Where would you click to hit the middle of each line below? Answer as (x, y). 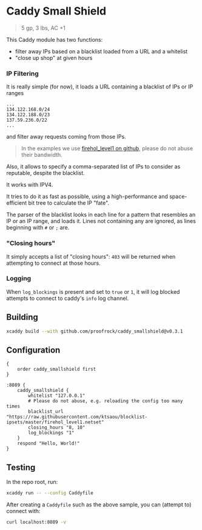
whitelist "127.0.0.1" (57, 396)
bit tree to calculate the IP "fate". (69, 203)
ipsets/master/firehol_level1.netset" (55, 422)
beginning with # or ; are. (38, 228)
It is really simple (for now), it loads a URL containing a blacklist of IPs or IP (100, 87)
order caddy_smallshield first (57, 369)
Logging (19, 279)
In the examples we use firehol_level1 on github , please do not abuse (107, 148)
